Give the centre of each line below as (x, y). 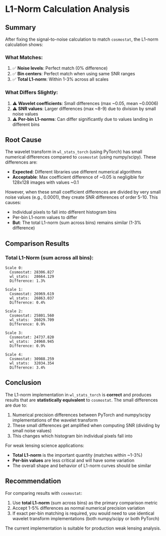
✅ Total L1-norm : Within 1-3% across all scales (60, 79)
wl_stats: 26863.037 (32, 298)
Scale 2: (14, 311)
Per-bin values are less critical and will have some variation (73, 460)
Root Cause (24, 140)
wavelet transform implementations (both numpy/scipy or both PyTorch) (86, 518)
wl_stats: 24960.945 (32, 342)
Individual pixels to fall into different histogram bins (64, 212)
